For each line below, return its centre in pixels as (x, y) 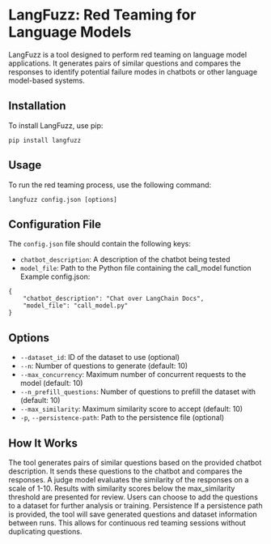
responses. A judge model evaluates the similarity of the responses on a (129, 480)
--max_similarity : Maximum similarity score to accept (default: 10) (131, 409)
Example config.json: (55, 276)
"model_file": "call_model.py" (76, 306)
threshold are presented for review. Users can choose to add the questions (133, 497)
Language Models (70, 32)
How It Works (43, 443)
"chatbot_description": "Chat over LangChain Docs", (114, 299)
